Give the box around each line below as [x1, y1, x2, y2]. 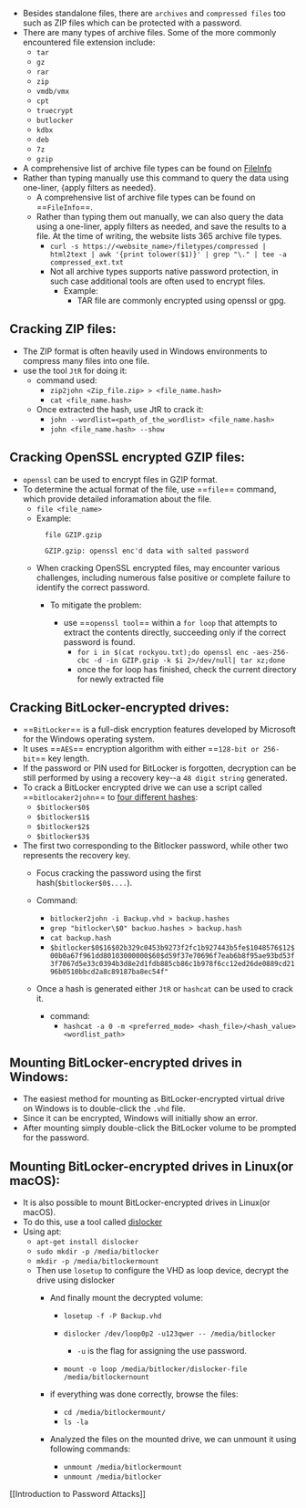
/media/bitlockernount [63, 1373, 150, 1382]
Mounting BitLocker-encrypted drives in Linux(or [9, 1159, 294, 1174]
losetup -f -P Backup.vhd [63, 1312, 162, 1321]
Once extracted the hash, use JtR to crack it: [36, 403, 204, 414]
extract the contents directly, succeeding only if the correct [63, 627, 287, 638]
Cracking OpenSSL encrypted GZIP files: [9, 450, 246, 465]
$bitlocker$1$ [36, 813, 90, 822]
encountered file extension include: [22, 36, 156, 47]
